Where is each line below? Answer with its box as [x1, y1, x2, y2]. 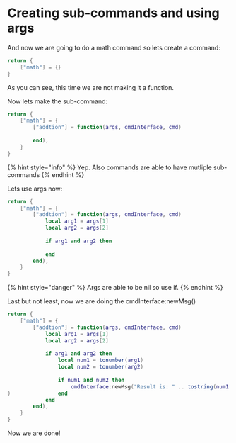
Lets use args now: [7, 184, 63, 193]
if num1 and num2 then [57, 376, 125, 383]
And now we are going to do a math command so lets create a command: [7, 43, 220, 52]
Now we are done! [7, 429, 61, 437]
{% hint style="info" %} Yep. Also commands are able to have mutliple [7, 163, 212, 172]
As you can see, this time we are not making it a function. [7, 83, 175, 91]
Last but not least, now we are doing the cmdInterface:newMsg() [7, 297, 196, 305]
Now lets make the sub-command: [7, 97, 108, 106]
